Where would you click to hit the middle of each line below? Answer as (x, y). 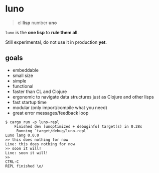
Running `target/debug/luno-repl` (52, 131)
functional (23, 86)
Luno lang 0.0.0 (22, 135)
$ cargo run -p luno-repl (32, 122)
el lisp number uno (37, 23)
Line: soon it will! (27, 153)
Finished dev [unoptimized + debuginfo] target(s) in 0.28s (78, 126)
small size (23, 75)
